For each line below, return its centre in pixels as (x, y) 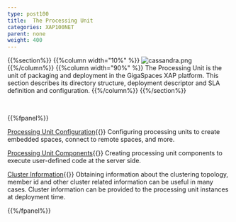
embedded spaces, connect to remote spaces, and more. (91, 140)
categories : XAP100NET (41, 27)
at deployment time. (36, 197)
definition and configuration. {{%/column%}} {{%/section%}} (97, 91)
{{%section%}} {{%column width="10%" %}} (74, 60)
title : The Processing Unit (50, 21)
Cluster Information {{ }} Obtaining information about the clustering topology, (118, 174)
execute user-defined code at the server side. (74, 161)
